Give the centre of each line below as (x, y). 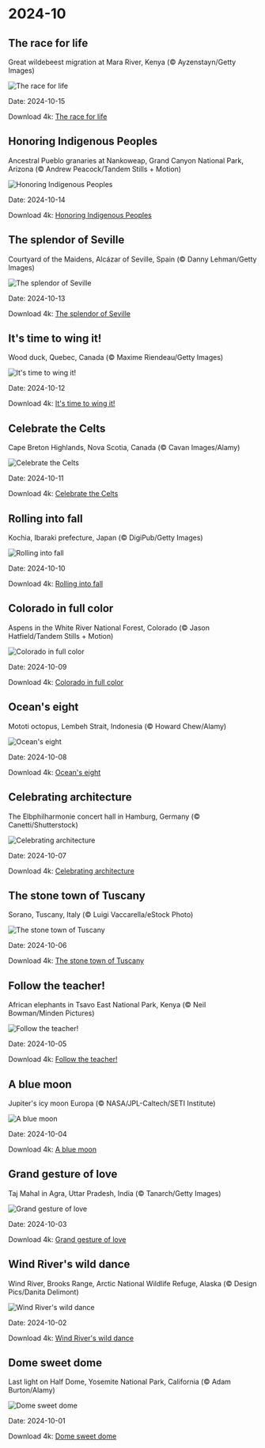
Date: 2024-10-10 (37, 568)
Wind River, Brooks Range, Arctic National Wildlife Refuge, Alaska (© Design (132, 1283)
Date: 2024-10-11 (36, 478)
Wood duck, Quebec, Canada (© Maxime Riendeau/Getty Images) (116, 357)
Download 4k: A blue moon (53, 1149)
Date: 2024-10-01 (37, 1421)
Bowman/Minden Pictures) (51, 1013)
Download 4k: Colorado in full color (66, 682)
